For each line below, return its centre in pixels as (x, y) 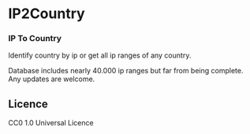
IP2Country (47, 14)
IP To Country (35, 39)
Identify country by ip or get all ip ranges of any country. (100, 55)
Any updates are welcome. (52, 79)
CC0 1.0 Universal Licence (51, 123)
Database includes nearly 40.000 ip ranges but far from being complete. (126, 71)
